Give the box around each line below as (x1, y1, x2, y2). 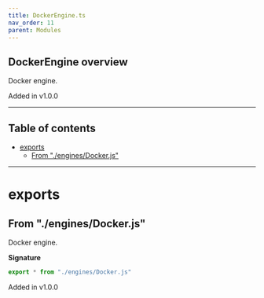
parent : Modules (8, 26, 61, 34)
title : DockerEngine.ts (8, 11, 86, 20)
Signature (8, 253, 42, 262)
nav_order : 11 (8, 19, 55, 27)
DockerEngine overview (8, 55, 128, 68)
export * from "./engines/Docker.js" (8, 268, 132, 276)
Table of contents (8, 121, 96, 134)
